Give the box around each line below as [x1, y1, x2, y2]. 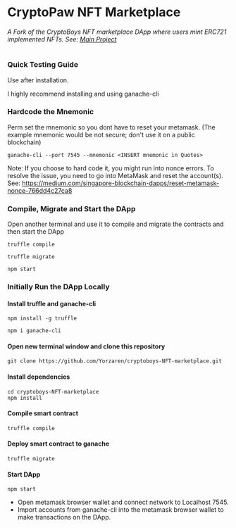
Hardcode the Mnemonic [7, 107, 94, 117]
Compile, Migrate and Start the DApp [7, 203, 136, 213]
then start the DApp [7, 227, 65, 236]
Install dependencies [7, 372, 70, 381]
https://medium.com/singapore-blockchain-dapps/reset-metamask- [22, 179, 220, 187]
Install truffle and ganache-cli [7, 299, 97, 308]
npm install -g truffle [7, 315, 77, 322]
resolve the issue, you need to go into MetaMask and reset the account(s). [7, 171, 223, 180]
